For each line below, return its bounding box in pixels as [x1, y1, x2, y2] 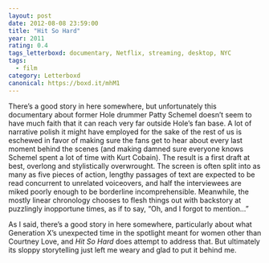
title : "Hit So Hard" [8, 27, 81, 35]
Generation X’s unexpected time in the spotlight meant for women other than [8, 228, 262, 237]
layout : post [8, 11, 52, 20]
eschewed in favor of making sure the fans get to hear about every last [8, 135, 243, 145]
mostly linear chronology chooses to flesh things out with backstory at [8, 195, 242, 205]
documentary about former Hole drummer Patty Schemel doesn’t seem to [8, 109, 252, 119]
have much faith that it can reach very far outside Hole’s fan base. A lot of [8, 118, 252, 128]
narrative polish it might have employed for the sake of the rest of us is [8, 126, 243, 137]
